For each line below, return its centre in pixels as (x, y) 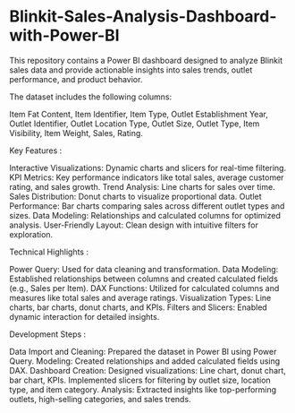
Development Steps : (48, 334)
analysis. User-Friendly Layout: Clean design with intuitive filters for (134, 225)
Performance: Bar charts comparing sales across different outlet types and (147, 206)
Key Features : (36, 151)
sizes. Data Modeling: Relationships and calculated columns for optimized (145, 215)
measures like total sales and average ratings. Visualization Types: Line (140, 297)
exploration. (31, 234)
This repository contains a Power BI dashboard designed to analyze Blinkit (146, 60)
